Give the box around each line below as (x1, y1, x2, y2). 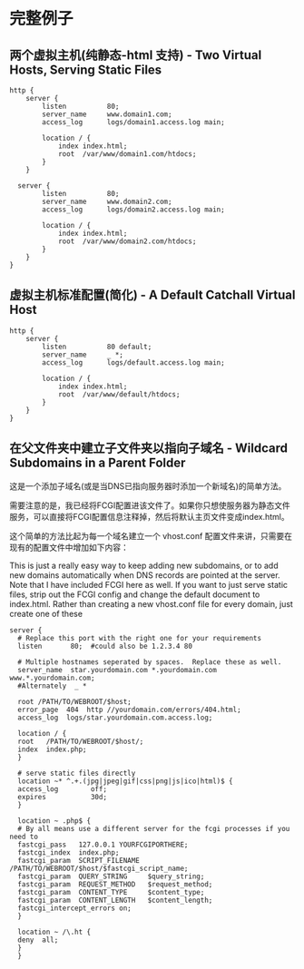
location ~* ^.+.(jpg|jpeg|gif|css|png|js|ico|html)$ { (17, 777, 233, 786)
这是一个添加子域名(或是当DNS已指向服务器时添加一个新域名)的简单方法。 (9, 480, 287, 491)
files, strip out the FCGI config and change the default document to (9, 589, 260, 600)
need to (9, 832, 39, 841)
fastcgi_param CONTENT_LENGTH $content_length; (17, 896, 213, 905)
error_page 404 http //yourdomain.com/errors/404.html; (17, 705, 242, 714)
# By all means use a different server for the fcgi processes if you (17, 824, 290, 833)
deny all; (17, 935, 59, 945)
